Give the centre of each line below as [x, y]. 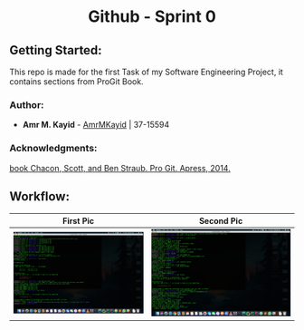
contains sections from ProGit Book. [76, 82]
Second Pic [221, 220]
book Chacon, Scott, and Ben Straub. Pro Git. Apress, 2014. [120, 168]
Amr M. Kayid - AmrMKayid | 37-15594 [96, 125]
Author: [27, 104]
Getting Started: [56, 50]
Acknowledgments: [53, 149]
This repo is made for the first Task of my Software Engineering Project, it [146, 72]
